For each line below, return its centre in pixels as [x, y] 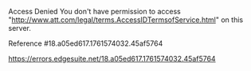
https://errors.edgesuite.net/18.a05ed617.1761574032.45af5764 [112, 59]
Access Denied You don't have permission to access [94, 11]
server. [20, 28]
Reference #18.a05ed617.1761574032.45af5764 [86, 43]
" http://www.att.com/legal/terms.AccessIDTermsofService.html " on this [126, 20]
